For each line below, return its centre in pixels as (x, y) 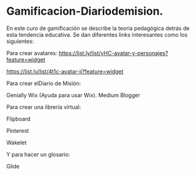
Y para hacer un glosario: (38, 154)
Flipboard (18, 119)
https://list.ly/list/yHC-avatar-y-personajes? (113, 53)
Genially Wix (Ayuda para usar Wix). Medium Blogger (73, 95)
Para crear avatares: (32, 53)
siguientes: (20, 41)
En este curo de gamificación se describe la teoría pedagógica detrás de (98, 28)
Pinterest (18, 130)
